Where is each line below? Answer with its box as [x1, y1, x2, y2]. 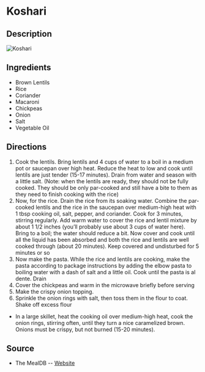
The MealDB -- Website [15, 359, 75, 367]
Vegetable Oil [15, 124, 50, 131]
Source [6, 343, 35, 354]
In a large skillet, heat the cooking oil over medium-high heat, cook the [15, 313, 193, 320]
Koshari [6, 4, 47, 18]
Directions [6, 142, 47, 152]
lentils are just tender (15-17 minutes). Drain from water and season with [15, 171, 197, 178]
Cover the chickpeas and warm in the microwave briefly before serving [15, 281, 195, 288]
